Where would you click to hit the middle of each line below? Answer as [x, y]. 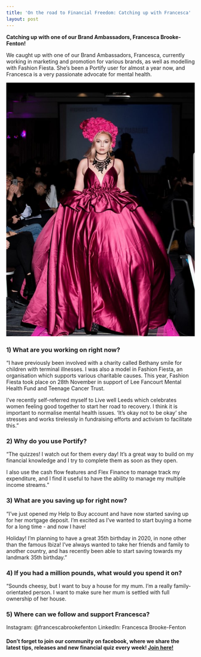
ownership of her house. [36, 599]
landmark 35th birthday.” [37, 557]
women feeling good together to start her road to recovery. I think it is [92, 406]
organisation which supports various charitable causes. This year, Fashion [98, 376]
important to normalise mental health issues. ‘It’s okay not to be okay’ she [97, 413]
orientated [19, 593]
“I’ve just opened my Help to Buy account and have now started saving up [98, 513]
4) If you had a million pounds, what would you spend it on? [94, 573]
